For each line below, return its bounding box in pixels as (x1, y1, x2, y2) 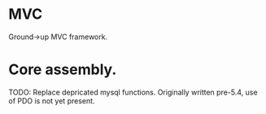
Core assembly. (8, 60, 117, 79)
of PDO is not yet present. (8, 95, 95, 106)
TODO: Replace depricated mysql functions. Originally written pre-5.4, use (8, 87, 258, 97)
